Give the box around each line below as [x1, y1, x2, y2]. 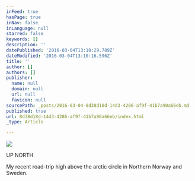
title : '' [6, 58, 31, 64]
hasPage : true [6, 14, 41, 20]
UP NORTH [6, 152, 34, 159]
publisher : [6, 75, 33, 81]
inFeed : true [6, 8, 39, 15]
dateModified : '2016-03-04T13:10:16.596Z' [6, 53, 113, 59]
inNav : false [6, 20, 39, 26]
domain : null [11, 86, 44, 92]
